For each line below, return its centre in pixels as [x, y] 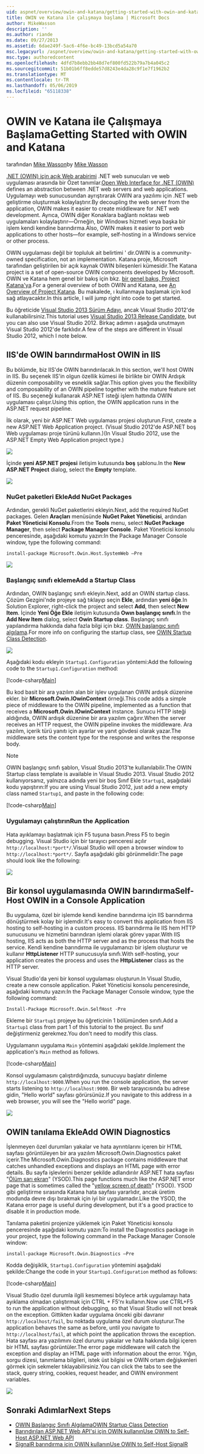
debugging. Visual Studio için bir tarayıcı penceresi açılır [76, 841]
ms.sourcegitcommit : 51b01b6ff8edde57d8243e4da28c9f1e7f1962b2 [88, 69]
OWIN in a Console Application [86, 900]
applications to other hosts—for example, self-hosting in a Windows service [101, 234]
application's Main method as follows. [53, 1052]
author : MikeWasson [31, 23]
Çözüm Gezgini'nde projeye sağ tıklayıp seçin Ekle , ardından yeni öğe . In [97, 600]
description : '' [27, 29]
